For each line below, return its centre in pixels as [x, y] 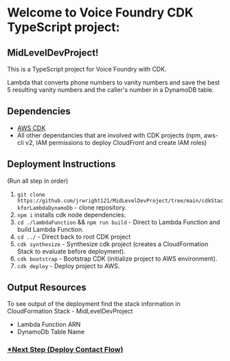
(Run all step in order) [38, 181]
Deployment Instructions [61, 164]
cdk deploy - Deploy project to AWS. [68, 265]
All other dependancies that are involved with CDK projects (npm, [110, 135]
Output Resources [47, 288]
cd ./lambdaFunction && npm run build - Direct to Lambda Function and [118, 222]
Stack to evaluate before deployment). [71, 251]
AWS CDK [31, 128]
